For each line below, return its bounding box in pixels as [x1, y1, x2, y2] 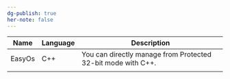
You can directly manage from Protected [81, 49, 212, 59]
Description [131, 38, 170, 48]
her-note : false [7, 16, 53, 23]
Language [41, 38, 75, 48]
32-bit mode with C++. [81, 58, 157, 67]
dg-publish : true [7, 10, 57, 17]
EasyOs [10, 54, 36, 63]
